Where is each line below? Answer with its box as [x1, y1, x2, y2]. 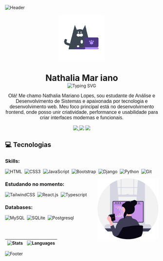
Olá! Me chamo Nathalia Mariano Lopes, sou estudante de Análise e [8, 93, 156, 99]
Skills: [5, 157, 20, 164]
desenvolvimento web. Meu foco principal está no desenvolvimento [9, 104, 154, 110]
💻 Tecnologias [5, 140, 52, 149]
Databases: [5, 204, 33, 211]
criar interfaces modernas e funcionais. [39, 115, 124, 121]
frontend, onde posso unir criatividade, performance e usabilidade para [5, 110, 158, 115]
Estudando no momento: [5, 181, 65, 187]
